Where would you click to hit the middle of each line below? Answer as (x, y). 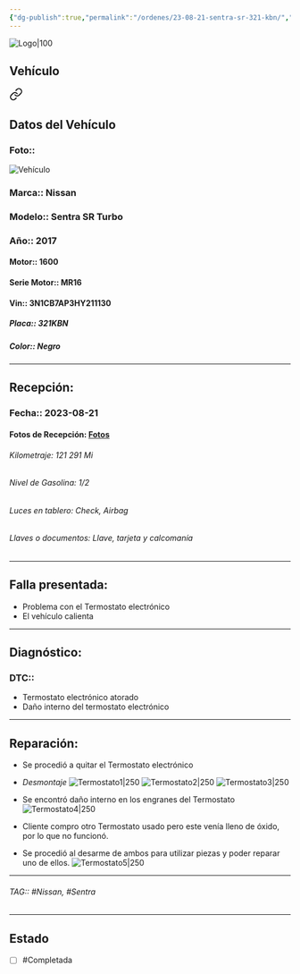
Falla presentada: (59, 585)
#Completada (47, 960)
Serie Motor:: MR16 (46, 283)
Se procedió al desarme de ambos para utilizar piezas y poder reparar (151, 853)
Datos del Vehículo (62, 125)
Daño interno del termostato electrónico (96, 707)
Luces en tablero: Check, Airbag (69, 510)
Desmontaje (44, 783)
